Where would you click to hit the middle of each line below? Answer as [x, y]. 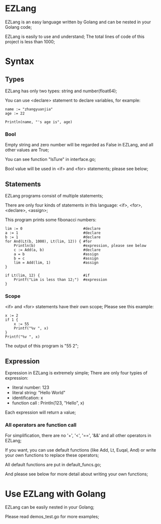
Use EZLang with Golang [55, 494]
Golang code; [19, 27]
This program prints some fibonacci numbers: [51, 220]
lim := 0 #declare [53, 229]
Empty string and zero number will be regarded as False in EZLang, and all [79, 145]
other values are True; [27, 150]
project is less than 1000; [30, 41]
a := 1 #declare [53, 233]
